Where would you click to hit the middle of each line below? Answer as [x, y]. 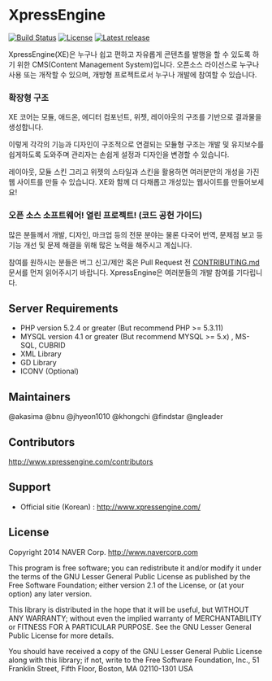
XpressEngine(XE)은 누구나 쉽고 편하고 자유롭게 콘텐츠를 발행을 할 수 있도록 [130, 54]
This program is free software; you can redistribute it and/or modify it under [135, 568]
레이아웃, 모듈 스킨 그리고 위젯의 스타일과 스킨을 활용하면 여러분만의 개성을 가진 [134, 172]
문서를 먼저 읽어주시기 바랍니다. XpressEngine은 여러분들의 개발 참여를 [121, 272]
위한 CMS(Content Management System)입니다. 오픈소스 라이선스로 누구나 [138, 64]
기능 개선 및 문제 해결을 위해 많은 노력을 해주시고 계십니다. [100, 245]
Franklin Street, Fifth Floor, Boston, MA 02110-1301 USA [101, 668]
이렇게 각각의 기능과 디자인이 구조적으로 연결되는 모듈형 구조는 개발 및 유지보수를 [136, 145]
